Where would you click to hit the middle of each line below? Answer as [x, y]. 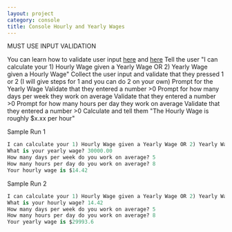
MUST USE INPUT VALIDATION [52, 46]
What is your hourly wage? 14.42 [55, 203]
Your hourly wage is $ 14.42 [48, 170]
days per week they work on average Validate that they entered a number [112, 96]
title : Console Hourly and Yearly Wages [66, 26]
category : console [33, 20]
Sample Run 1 [27, 132]
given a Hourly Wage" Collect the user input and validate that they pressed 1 [116, 74]
